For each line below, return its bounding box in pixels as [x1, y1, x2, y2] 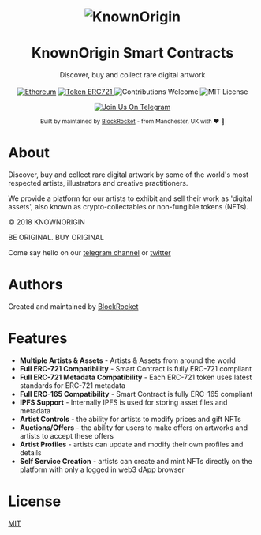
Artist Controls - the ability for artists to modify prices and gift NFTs [19, 414, 242, 424]
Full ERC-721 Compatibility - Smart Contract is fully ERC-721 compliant [19, 364, 252, 373]
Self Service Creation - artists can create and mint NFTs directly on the [19, 456, 252, 465]
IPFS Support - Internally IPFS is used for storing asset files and [19, 397, 228, 407]
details [19, 447, 42, 458]
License [8, 492, 62, 511]
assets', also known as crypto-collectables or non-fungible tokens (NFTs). [8, 202, 249, 212]
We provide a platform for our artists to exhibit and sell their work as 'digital [8, 194, 252, 203]
